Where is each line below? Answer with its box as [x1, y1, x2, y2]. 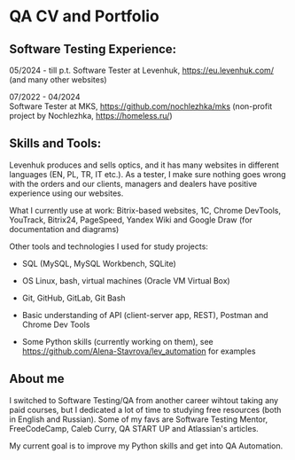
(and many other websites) [9, 74, 108, 85]
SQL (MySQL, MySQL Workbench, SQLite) [21, 258, 177, 269]
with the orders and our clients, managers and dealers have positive [9, 178, 258, 189]
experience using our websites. [9, 188, 124, 199]
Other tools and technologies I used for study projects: [9, 241, 208, 252]
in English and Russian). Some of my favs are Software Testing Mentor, [9, 414, 268, 425]
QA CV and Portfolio [9, 6, 159, 27]
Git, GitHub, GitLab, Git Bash [21, 292, 126, 303]
